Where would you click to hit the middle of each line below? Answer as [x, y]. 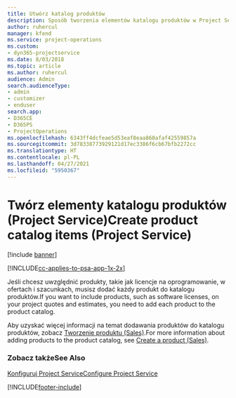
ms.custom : [23, 46]
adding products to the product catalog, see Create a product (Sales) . [108, 340]
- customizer [26, 99]
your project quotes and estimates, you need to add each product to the [111, 304]
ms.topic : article [34, 66]
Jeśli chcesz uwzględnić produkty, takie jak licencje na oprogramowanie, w [117, 281]
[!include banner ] [32, 254]
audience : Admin [31, 79]
